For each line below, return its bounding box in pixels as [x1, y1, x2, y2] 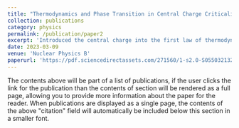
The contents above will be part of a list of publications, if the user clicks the [7, 76, 231, 85]
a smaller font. [7, 114, 50, 122]
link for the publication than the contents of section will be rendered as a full [7, 83, 230, 92]
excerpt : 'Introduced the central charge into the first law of [7, 37, 202, 44]
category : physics [7, 23, 62, 31]
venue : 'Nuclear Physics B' [7, 50, 91, 58]
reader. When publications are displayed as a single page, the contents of [7, 99, 223, 107]
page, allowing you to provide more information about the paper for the [7, 91, 216, 100]
